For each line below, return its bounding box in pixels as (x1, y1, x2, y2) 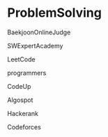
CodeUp (7, 82, 31, 90)
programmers (7, 68, 47, 77)
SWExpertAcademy (7, 41, 63, 50)
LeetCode (7, 55, 36, 64)
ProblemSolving (7, 5, 102, 21)
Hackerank (7, 109, 38, 117)
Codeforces (7, 122, 42, 131)
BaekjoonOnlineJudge (7, 28, 71, 36)
